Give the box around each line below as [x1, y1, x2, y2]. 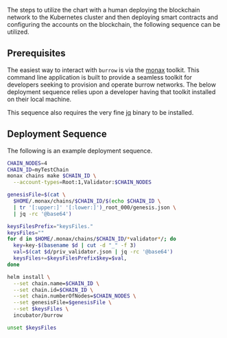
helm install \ [7, 273, 51, 280]
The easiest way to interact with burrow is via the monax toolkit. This [7, 65, 200, 74]
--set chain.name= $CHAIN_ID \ [13, 280, 99, 287]
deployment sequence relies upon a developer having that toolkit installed [7, 87, 216, 95]
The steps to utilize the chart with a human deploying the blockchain [7, 6, 200, 14]
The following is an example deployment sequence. [7, 146, 153, 155]
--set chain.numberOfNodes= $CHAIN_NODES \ [13, 293, 136, 300]
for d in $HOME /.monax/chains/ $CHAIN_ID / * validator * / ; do [7, 236, 176, 243]
